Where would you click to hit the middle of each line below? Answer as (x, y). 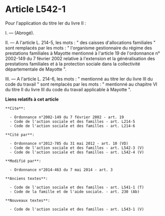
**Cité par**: (20, 135)
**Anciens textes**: (27, 178)
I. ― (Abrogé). (20, 33)
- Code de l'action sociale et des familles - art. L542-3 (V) (77, 148)
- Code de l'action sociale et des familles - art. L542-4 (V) (77, 152)
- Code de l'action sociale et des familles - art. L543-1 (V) (77, 209)
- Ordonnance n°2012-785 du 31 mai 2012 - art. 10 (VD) (69, 143)
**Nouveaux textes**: (28, 200)
